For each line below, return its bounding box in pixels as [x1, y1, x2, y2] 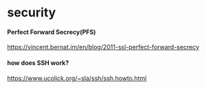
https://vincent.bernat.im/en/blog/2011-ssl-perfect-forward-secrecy [7, 43, 200, 51]
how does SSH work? [7, 58, 69, 66]
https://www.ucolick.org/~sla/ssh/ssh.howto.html [7, 74, 147, 82]
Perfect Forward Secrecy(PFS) [7, 27, 96, 36]
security [7, 5, 56, 21]
